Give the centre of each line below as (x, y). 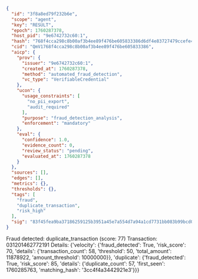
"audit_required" (48, 107)
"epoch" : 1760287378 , (38, 30)
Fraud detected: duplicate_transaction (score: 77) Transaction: (82, 238)
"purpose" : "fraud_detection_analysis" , (72, 118)
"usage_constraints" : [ (51, 96)
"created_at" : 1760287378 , (55, 69)
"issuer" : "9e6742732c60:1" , (57, 63)
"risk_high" (31, 211)
